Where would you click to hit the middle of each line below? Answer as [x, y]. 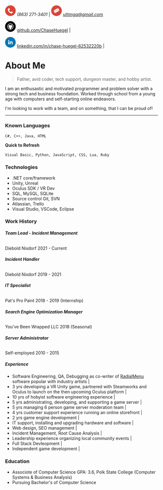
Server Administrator [27, 338]
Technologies [21, 167]
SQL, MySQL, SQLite [33, 193]
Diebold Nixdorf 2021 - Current [36, 248]
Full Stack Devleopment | [37, 444]
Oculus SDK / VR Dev [33, 188]
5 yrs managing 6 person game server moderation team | [69, 407]
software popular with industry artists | [51, 381]
